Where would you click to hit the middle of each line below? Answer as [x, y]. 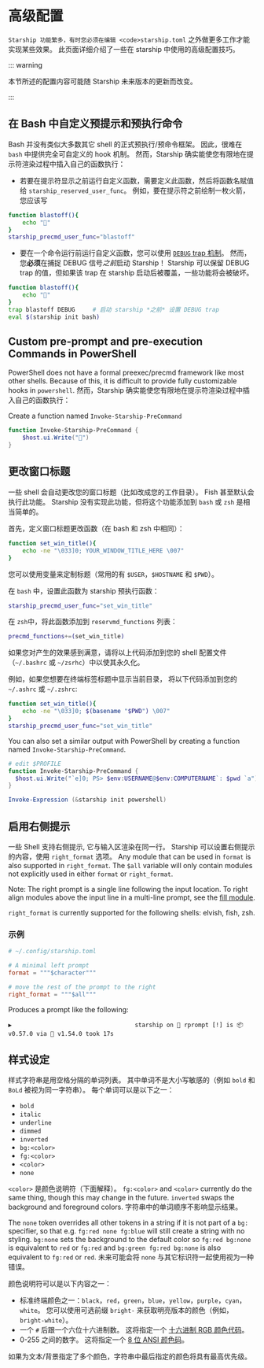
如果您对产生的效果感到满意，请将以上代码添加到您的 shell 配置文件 [117, 653]
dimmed [30, 1131]
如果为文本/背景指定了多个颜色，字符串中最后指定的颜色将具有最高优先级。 [130, 1357]
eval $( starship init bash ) [54, 317]
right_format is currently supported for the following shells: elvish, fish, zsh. [132, 912]
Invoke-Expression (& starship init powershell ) [88, 800]
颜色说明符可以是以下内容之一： [60, 1284]
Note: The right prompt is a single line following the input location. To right [128, 889]
